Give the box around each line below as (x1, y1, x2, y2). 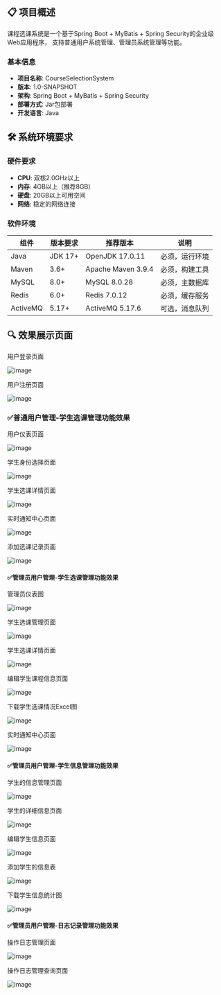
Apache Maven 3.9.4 (85, 264, 154, 274)
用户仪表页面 (7, 430, 44, 438)
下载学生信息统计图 (7, 890, 62, 899)
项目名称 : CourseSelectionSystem (17, 74, 114, 83)
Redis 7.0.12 (85, 291, 127, 300)
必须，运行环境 (160, 252, 209, 261)
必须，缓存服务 (160, 291, 209, 300)
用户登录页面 (7, 352, 44, 361)
